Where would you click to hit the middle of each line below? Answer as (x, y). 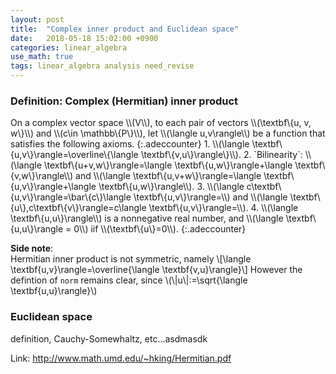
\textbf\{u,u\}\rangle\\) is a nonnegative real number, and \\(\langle (147, 218)
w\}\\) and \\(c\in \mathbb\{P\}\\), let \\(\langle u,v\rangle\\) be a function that (168, 133)
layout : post (37, 19)
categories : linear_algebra (69, 47)
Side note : (32, 248)
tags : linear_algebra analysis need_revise (102, 66)
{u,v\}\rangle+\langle (53, 187)
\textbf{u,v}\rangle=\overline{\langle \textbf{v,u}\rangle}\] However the (156, 270)
